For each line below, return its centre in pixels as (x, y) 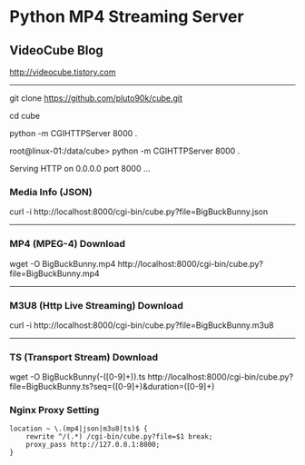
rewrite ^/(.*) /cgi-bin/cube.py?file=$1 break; (119, 437)
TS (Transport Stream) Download (84, 357)
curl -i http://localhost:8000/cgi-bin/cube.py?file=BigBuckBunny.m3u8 (142, 325)
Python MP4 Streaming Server (127, 17)
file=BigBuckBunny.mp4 (54, 273)
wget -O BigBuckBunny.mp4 (63, 263)
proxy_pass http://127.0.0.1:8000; (93, 445)
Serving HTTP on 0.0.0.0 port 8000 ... (80, 168)
